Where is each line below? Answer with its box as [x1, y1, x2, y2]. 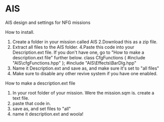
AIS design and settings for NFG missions [5, 19, 91, 25]
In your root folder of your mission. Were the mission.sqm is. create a [12, 90, 155, 96]
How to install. [5, 29, 35, 35]
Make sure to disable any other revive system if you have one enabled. [12, 70, 158, 76]
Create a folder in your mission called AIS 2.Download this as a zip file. [12, 38, 158, 45]
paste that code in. [12, 100, 51, 106]
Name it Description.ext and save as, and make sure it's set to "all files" [12, 65, 160, 71]
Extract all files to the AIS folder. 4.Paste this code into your [12, 44, 135, 50]
